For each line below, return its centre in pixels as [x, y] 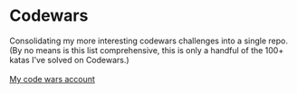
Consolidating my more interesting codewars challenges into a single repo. [148, 41]
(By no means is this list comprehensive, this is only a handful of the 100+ [147, 50]
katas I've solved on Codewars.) [69, 60]
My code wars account [52, 79]
